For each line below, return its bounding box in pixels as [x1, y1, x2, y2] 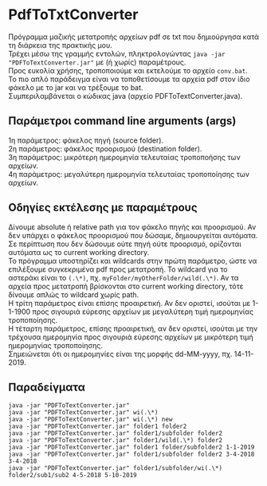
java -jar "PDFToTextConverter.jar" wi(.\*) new [8, 416, 173, 424]
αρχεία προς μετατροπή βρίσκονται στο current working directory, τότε [8, 281, 244, 291]
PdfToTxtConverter [8, 6, 139, 24]
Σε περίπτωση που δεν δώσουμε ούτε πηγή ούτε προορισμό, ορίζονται [8, 239, 241, 249]
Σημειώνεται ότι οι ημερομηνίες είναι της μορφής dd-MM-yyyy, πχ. [8, 349, 233, 359]
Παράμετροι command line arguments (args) [8, 114, 237, 128]
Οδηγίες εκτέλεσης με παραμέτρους [8, 201, 198, 214]
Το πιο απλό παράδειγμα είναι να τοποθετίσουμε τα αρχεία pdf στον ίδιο [8, 74, 250, 84]
